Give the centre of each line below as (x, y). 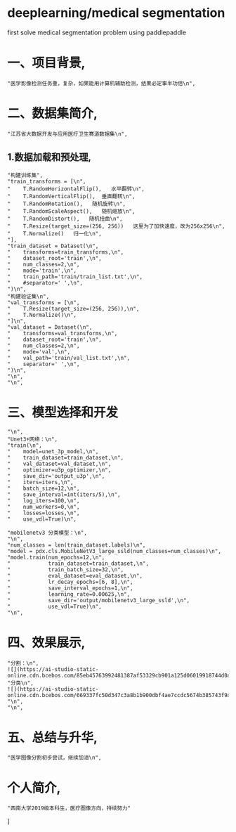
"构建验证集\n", (28, 297)
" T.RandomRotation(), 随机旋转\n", (67, 204)
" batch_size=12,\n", (44, 488)
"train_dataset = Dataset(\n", (53, 246)
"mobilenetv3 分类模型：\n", (47, 533)
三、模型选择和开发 (63, 412)
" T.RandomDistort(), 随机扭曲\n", (65, 219)
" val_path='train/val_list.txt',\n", (69, 358)
